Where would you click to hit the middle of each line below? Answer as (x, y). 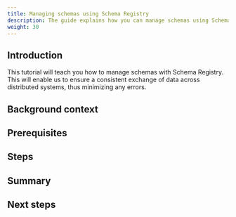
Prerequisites (37, 133)
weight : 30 (23, 27)
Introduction (35, 55)
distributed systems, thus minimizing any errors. (77, 87)
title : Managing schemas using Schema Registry (78, 14)
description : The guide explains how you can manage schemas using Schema (119, 20)
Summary (29, 181)
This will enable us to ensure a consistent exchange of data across (104, 80)
